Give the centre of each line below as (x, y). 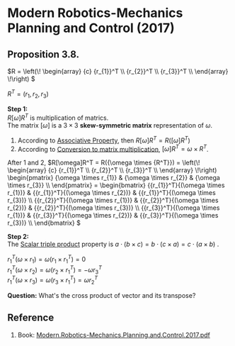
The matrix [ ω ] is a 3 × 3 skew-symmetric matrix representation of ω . (110, 125)
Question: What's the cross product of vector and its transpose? (102, 295)
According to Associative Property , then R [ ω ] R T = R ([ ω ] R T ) (104, 140)
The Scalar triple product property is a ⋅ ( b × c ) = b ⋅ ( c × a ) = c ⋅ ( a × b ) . (113, 244)
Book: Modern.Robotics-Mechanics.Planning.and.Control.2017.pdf (114, 335)
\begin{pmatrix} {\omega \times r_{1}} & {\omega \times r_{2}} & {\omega (114, 178)
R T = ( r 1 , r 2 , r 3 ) (28, 94)
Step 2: (18, 237)
